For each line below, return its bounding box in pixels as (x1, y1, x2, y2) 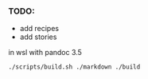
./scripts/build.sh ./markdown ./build (8, 63, 141, 71)
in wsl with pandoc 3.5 (8, 48, 82, 57)
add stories (19, 32, 57, 41)
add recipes (19, 24, 60, 34)
